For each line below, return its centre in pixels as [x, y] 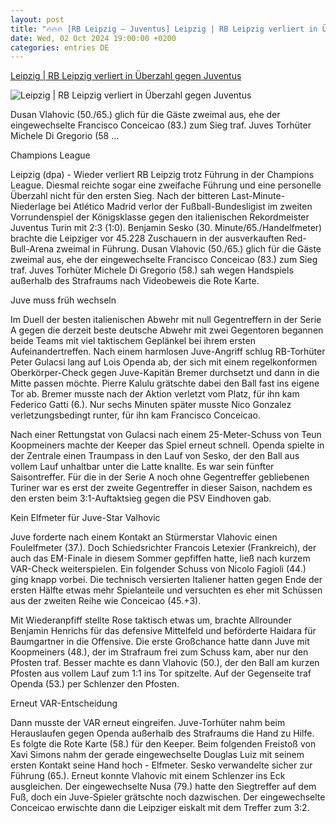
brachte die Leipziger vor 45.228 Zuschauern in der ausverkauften [147, 238]
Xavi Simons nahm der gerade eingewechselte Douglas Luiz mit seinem [157, 755]
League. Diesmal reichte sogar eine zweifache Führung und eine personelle [166, 185]
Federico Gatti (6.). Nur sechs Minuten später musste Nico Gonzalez [151, 405]
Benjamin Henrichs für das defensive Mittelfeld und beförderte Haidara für [163, 631]
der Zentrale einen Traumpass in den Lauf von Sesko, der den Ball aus [155, 456]
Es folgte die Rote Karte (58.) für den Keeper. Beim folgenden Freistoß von [163, 744]
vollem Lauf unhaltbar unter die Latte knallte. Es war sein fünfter [142, 467]
